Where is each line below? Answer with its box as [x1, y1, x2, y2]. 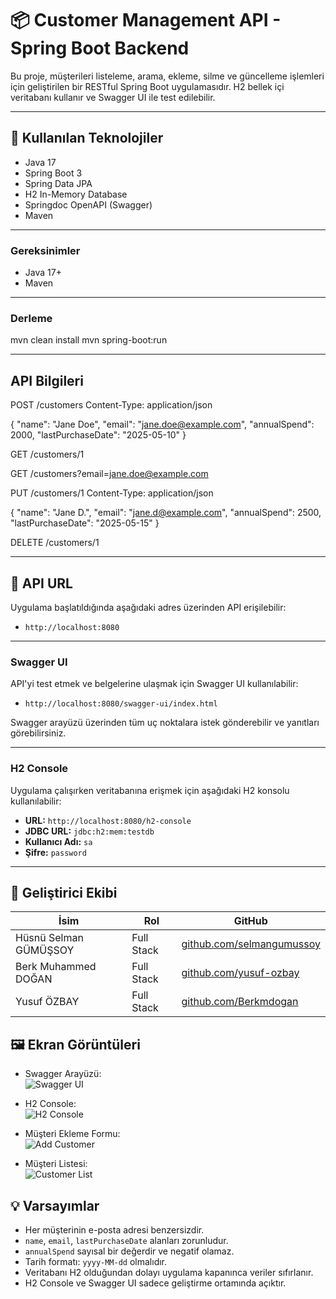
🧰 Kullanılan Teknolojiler [10, 130, 164, 147]
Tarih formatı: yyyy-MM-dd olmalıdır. [24, 1256, 168, 1267]
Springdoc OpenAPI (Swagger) [24, 198, 153, 211]
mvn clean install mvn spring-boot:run [10, 334, 168, 346]
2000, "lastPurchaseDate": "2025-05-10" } [10, 429, 187, 441]
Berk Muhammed [15, 960, 97, 974]
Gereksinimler [10, 243, 81, 257]
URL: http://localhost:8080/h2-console [24, 814, 192, 826]
